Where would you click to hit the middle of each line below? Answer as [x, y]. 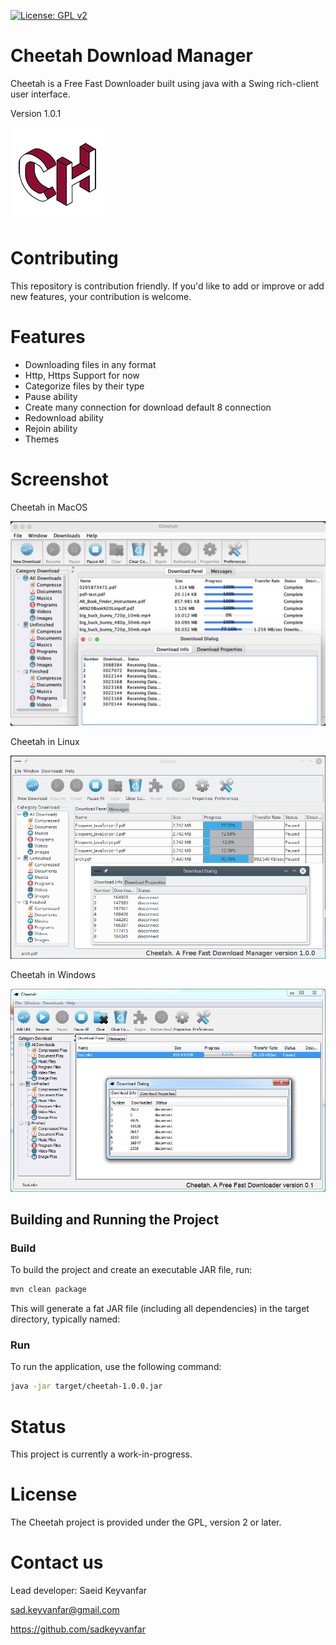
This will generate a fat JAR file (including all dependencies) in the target [160, 1309]
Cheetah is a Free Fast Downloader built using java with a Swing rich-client [164, 83]
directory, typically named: [65, 1319]
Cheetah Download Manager [131, 56]
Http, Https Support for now [82, 375]
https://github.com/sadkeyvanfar [78, 1629]
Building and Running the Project [115, 1219]
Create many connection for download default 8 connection [148, 407]
